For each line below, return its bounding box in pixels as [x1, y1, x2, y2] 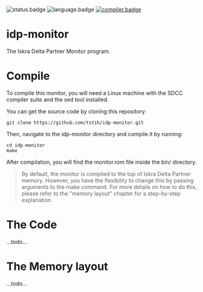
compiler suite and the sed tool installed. [6, 96, 109, 103]
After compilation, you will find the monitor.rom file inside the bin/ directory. [6, 158, 197, 166]
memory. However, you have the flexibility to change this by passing [21, 177, 194, 184]
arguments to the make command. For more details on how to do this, [21, 183, 197, 190]
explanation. [21, 196, 53, 204]
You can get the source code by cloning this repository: [6, 107, 147, 115]
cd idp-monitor [6, 142, 45, 148]
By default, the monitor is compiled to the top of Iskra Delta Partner [21, 170, 191, 177]
